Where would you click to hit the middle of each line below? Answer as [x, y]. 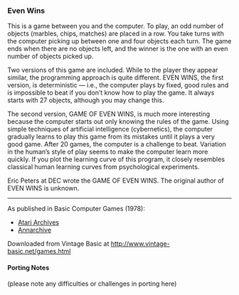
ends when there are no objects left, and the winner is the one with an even [118, 49]
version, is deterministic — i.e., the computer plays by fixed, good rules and [118, 85]
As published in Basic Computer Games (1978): [76, 209]
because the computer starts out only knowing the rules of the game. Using [118, 122]
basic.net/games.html [39, 252]
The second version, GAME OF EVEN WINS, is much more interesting [109, 114]
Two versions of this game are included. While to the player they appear [113, 70]
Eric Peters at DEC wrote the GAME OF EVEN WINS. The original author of [116, 181]
